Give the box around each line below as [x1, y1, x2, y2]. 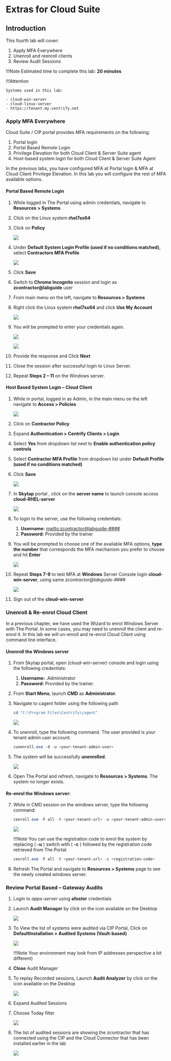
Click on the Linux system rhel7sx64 [13, 215, 91, 221]
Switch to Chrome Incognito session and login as [13, 279, 118, 285]
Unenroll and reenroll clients [13, 53, 73, 59]
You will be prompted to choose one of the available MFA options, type [13, 540, 162, 547]
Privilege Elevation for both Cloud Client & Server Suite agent [13, 150, 141, 156]
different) [13, 955, 33, 962]
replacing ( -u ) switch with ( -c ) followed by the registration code [13, 841, 152, 847]
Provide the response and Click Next [13, 353, 91, 359]
